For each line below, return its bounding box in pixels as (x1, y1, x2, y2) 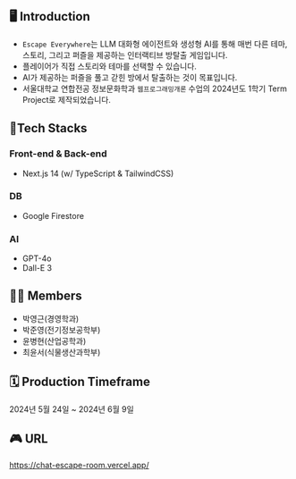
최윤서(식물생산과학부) (21, 347, 101, 357)
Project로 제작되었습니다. (21, 94, 112, 105)
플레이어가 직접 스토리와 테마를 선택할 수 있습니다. (21, 61, 197, 71)
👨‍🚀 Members (9, 289, 82, 304)
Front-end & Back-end (9, 147, 107, 160)
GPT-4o (21, 253, 52, 264)
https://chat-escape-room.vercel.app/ (9, 459, 149, 470)
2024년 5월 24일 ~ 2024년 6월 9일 (9, 403, 134, 415)
